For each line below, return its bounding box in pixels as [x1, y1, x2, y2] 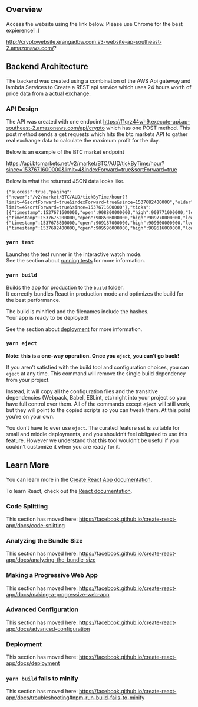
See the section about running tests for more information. [6, 257, 146, 264]
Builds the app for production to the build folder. [6, 284, 124, 291]
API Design [6, 105, 38, 113]
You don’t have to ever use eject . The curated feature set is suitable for [6, 424, 180, 431]
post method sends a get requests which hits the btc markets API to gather [6, 130, 188, 138]
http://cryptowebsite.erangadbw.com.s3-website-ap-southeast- [6, 38, 162, 45]
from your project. [6, 376, 50, 383]
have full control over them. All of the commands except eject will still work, [6, 400, 191, 407]
